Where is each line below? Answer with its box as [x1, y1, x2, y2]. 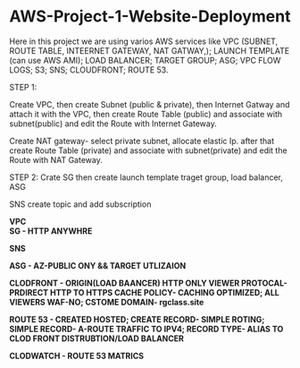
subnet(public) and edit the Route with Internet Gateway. [9, 118, 217, 129]
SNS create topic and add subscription [9, 199, 152, 210]
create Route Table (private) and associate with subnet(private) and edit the [9, 145, 287, 156]
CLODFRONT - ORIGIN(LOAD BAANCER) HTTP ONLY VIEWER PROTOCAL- [9, 278, 287, 288]
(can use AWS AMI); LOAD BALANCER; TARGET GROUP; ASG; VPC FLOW [9, 55, 281, 65]
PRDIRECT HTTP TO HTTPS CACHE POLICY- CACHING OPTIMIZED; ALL [9, 287, 279, 297]
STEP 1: [9, 81, 37, 92]
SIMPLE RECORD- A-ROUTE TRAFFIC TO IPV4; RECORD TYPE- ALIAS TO [9, 323, 284, 334]
